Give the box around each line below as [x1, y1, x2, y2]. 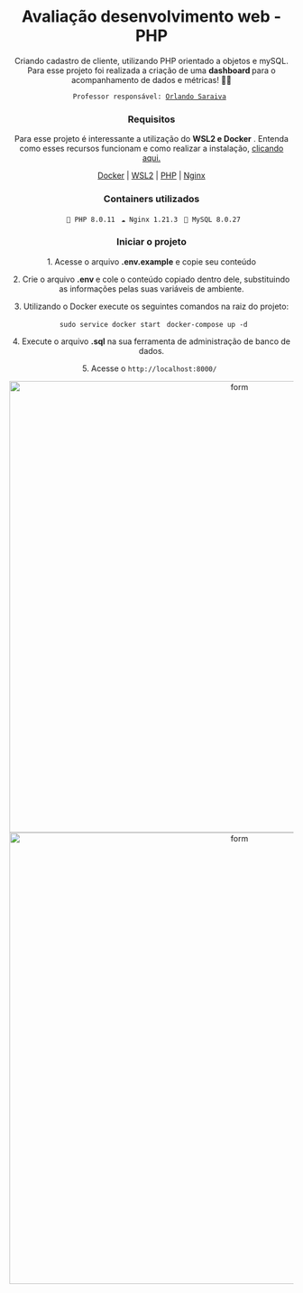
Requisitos [127, 113, 176, 126]
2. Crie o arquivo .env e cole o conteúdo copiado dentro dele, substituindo [13, 274, 290, 284]
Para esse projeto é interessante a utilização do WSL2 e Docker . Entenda [14, 134, 289, 144]
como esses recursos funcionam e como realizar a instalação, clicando [19, 143, 284, 154]
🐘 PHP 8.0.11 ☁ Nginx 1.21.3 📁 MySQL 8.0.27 [66, 215, 241, 224]
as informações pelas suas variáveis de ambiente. [58, 283, 245, 294]
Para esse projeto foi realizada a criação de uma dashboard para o [26, 65, 277, 76]
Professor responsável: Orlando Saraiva [72, 92, 227, 101]
